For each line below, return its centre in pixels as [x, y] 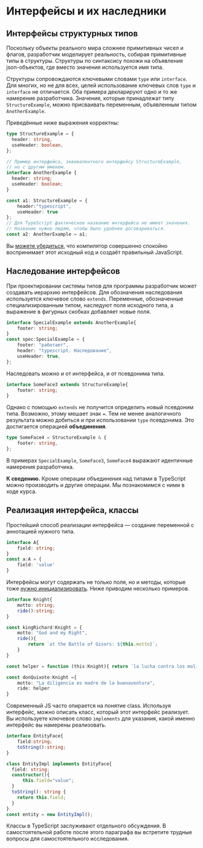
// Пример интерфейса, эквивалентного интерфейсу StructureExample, [94, 161]
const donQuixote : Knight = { [42, 677]
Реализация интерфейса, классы [72, 510]
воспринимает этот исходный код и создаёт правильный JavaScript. [95, 252]
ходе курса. [22, 491]
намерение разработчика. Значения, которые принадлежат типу [90, 98]
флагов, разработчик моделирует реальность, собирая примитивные [96, 54]
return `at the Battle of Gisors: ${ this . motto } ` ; [93, 644]
